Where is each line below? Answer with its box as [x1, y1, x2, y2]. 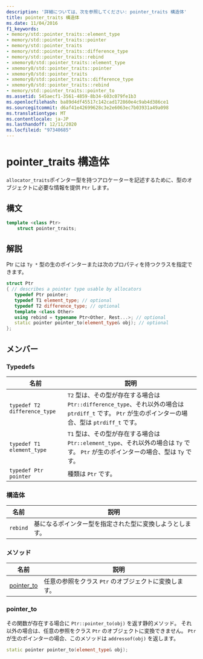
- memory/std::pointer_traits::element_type [6, 31, 120, 38]
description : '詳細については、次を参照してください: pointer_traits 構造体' [6, 8, 187, 15]
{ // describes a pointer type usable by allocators [6, 286, 142, 293]
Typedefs [6, 362, 35, 371]
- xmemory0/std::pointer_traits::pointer [6, 65, 112, 71]
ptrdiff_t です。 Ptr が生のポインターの [67, 409, 182, 417]
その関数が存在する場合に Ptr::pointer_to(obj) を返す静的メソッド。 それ [6, 619, 192, 627]
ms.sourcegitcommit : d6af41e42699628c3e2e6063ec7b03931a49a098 [6, 104, 169, 111]
